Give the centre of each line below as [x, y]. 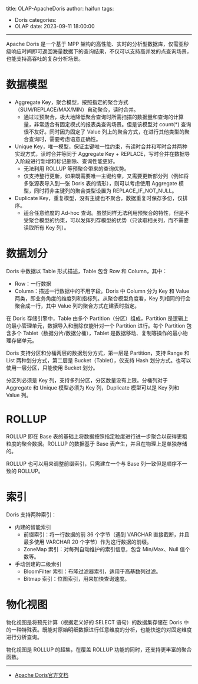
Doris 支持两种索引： [32, 514]
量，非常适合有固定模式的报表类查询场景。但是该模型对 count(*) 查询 [107, 124]
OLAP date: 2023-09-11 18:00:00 [55, 26]
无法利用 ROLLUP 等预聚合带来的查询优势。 [76, 168]
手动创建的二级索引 [38, 564]
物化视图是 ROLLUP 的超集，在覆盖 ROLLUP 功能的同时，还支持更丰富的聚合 [99, 649]
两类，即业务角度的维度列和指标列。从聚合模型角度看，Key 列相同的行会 [103, 298]
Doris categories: [36, 20]
